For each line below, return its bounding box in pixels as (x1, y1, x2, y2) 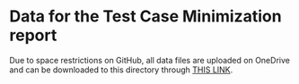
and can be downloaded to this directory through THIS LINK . (9, 64, 233, 75)
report (9, 25, 57, 46)
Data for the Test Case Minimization (9, 6, 282, 27)
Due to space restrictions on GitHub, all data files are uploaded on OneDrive (9, 55, 290, 65)
